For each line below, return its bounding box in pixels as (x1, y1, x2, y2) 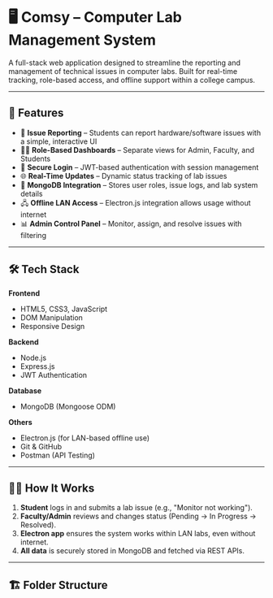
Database (8, 385, 42, 396)
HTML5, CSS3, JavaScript (19, 304, 108, 314)
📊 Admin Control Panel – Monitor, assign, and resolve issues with (19, 219, 242, 228)
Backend (8, 336, 39, 347)
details (19, 188, 43, 198)
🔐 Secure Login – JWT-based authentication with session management (19, 162, 259, 172)
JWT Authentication (19, 370, 88, 379)
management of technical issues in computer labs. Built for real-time (8, 66, 238, 76)
